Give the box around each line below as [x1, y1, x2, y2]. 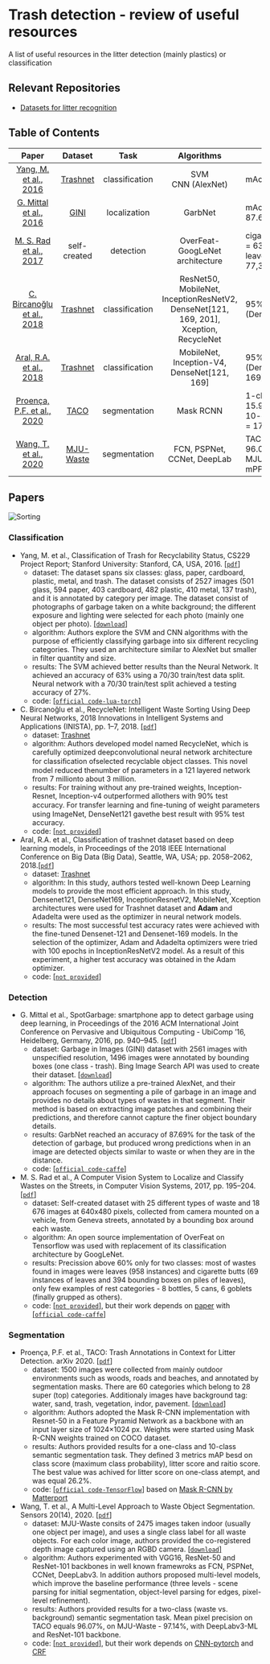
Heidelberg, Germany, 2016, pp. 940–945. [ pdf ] [19, 1035, 177, 1045]
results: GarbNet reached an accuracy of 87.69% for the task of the [31, 1129, 256, 1139]
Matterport [31, 1493, 68, 1503]
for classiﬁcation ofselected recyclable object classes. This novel [31, 756, 247, 766]
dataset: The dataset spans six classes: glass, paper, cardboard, [31, 568, 246, 577]
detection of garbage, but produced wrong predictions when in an [31, 1138, 252, 1148]
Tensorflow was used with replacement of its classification [31, 1241, 227, 1250]
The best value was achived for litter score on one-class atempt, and [31, 1468, 260, 1477]
